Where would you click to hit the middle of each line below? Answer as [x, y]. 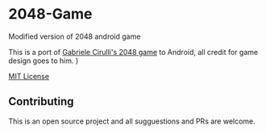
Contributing [41, 102]
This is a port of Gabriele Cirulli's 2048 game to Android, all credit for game [133, 52]
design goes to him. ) [44, 61]
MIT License [29, 76]
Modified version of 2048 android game [75, 36]
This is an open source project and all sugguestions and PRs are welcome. [132, 121]
